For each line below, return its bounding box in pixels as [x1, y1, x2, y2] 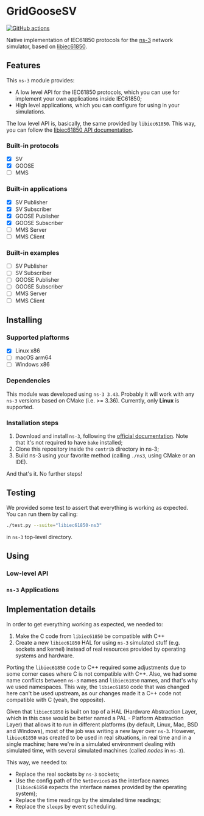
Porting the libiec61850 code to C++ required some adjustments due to [6, 664, 186, 671]
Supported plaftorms [6, 333, 70, 342]
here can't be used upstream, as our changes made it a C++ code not [6, 689, 181, 696]
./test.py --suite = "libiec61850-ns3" [6, 522, 102, 528]
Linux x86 [15, 347, 41, 354]
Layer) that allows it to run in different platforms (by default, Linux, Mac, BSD [6, 721, 199, 728]
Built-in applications [6, 185, 68, 193]
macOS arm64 [15, 354, 52, 361]
